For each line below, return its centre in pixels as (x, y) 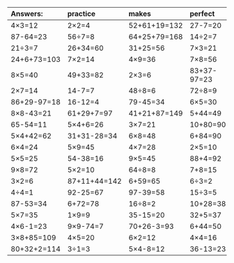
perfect (202, 14)
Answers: (27, 14)
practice (81, 14)
